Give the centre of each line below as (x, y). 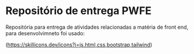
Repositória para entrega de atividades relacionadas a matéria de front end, (97, 27)
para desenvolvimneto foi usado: (45, 33)
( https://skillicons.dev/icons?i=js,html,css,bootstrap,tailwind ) (79, 45)
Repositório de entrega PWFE (78, 11)
